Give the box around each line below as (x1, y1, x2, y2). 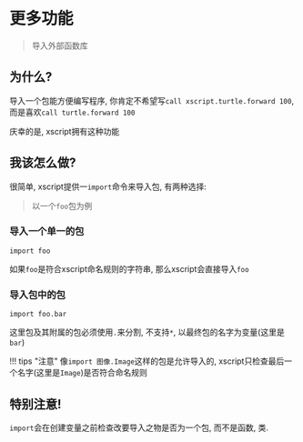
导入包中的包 (9, 288, 66, 301)
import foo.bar (9, 310, 67, 319)
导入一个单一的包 (9, 225, 85, 237)
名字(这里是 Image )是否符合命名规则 (16, 367, 148, 378)
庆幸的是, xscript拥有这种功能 (9, 126, 120, 136)
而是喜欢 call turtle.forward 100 (9, 106, 136, 117)
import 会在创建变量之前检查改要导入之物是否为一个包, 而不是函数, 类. (9, 422, 268, 433)
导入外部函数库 (31, 40, 88, 51)
